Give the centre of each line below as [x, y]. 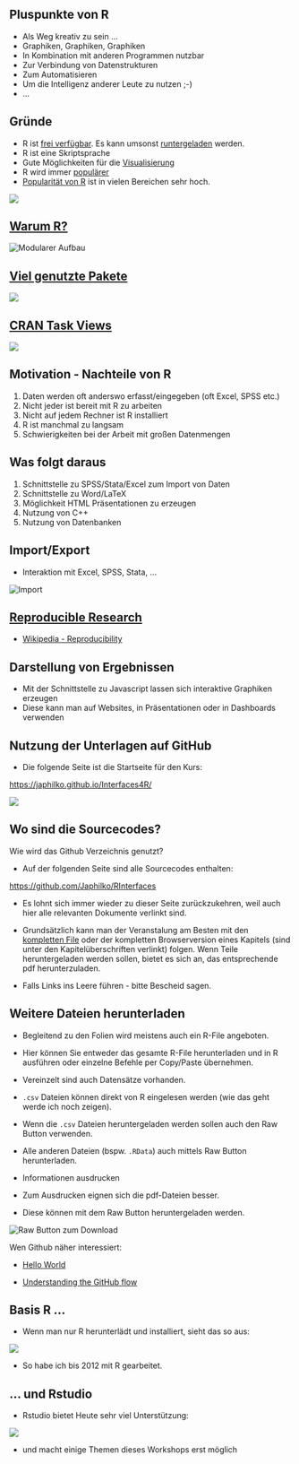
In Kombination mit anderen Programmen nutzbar [113, 55]
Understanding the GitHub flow [80, 1282]
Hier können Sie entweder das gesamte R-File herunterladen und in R [150, 1053]
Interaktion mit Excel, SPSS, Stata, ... [90, 572]
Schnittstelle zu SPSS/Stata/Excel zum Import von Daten [126, 484]
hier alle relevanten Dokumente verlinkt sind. [104, 913]
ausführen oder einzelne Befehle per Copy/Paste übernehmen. [137, 1062]
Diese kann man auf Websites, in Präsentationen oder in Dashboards [149, 708]
